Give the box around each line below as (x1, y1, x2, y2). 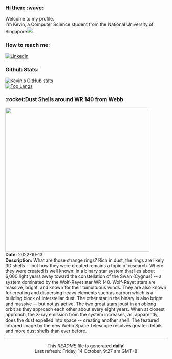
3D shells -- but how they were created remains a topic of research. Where (5, 263, 164, 269)
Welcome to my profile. (5, 16, 55, 22)
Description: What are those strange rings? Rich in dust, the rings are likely (5, 257, 164, 263)
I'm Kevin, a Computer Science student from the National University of (5, 21, 154, 27)
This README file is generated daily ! (47, 343, 125, 349)
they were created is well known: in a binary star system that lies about (5, 268, 155, 274)
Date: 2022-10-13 (5, 252, 43, 258)
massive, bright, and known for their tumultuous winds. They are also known (5, 284, 166, 291)
